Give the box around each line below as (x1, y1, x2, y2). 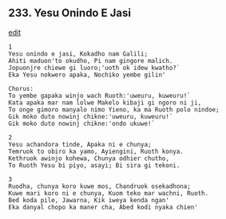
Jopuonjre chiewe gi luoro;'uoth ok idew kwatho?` (8, 64, 180, 72)
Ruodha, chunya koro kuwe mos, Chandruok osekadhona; (8, 182, 192, 190)
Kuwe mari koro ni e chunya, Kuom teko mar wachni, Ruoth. (8, 189, 209, 197)
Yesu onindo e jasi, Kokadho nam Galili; (8, 49, 149, 58)
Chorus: (8, 84, 34, 92)
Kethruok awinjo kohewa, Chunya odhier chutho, (8, 154, 170, 162)
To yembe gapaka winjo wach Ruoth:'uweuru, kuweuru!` (8, 92, 192, 100)
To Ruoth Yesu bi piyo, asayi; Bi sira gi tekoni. (8, 161, 180, 170)
